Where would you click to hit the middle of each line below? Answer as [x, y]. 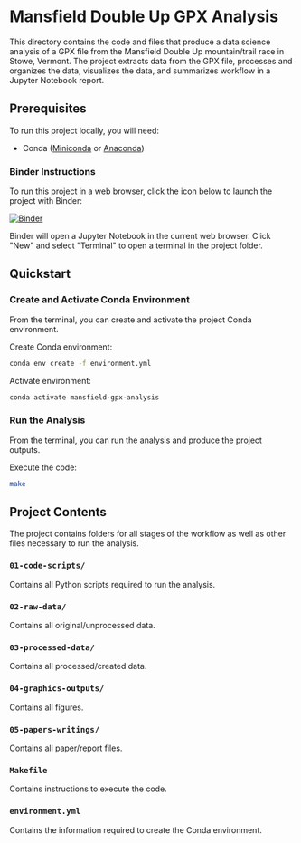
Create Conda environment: [61, 347]
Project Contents [58, 512]
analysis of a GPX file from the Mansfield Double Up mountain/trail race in [147, 51]
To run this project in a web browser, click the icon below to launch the [141, 191]
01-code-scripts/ [47, 566]
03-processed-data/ [52, 647]
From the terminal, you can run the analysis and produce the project [136, 440]
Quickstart [40, 274]
